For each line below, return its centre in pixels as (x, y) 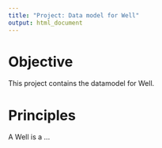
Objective (41, 62)
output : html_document (45, 23)
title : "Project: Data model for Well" (74, 15)
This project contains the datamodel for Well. (81, 83)
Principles (42, 115)
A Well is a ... (29, 137)
